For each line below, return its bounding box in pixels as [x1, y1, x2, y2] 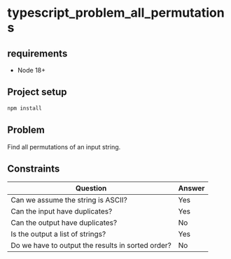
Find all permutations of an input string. [7, 142, 121, 151]
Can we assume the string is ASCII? [10, 195, 127, 205]
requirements [7, 47, 68, 59]
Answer [178, 184, 205, 193]
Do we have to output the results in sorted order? [10, 241, 171, 251]
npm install [7, 105, 42, 112]
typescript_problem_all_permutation [7, 5, 225, 21]
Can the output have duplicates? [10, 218, 118, 228]
